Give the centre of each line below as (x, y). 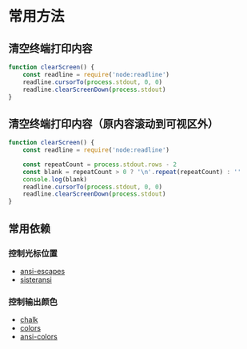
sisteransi (36, 280)
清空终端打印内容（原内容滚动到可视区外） (113, 123)
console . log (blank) (55, 179)
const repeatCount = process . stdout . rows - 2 (100, 165)
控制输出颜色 (33, 302)
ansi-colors (38, 337)
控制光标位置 (33, 253)
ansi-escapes (42, 271)
